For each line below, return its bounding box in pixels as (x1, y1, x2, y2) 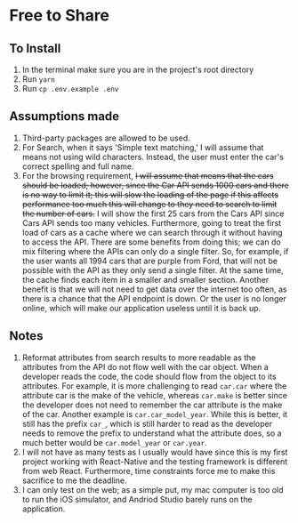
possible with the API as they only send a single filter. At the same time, (21, 264, 284, 276)
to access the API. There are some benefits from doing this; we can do (21, 237, 282, 247)
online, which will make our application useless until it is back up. (21, 302, 262, 313)
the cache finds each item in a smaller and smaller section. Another (21, 274, 270, 285)
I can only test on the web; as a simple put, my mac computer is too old (21, 484, 284, 495)
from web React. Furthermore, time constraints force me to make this (21, 465, 276, 476)
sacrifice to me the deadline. (21, 475, 127, 486)
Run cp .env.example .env (21, 84, 119, 93)
